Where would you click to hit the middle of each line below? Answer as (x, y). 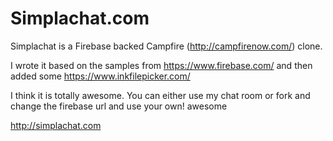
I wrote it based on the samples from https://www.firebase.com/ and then (161, 65)
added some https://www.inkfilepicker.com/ (100, 76)
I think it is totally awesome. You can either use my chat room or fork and (160, 95)
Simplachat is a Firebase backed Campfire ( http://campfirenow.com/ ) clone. (166, 46)
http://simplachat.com (56, 125)
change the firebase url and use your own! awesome (119, 106)
